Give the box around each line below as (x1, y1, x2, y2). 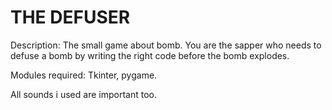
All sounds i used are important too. (10, 88, 157, 100)
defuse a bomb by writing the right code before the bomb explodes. (10, 49, 290, 61)
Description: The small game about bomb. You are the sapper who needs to (10, 39, 322, 51)
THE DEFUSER (10, 6, 131, 29)
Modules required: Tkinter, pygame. (10, 69, 158, 81)
